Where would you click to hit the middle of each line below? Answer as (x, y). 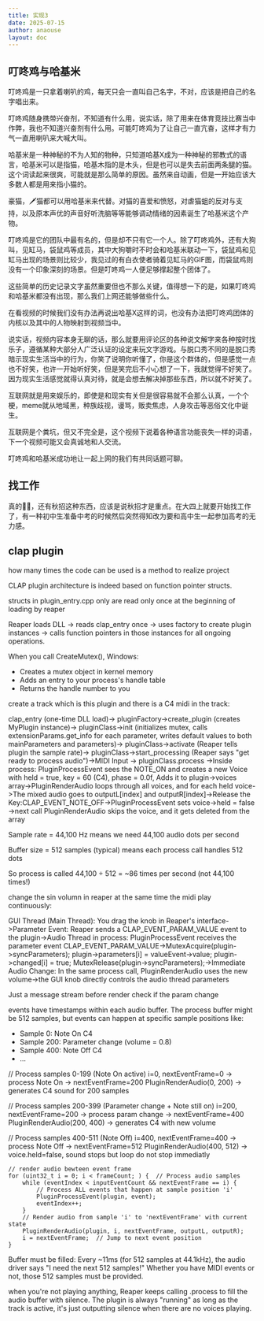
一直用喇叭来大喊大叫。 (53, 138)
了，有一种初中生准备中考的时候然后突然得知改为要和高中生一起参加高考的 (128, 516)
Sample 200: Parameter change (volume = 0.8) (95, 1041)
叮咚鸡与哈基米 (44, 71)
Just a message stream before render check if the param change (114, 994)
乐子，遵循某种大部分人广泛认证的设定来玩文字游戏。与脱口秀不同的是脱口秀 (132, 349)
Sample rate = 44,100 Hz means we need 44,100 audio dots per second (124, 834)
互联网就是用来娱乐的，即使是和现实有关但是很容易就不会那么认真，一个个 (128, 395)
